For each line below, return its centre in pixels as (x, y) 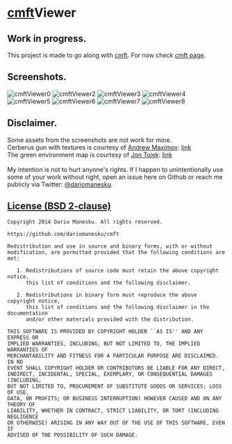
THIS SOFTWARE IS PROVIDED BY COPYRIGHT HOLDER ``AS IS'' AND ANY (105, 332)
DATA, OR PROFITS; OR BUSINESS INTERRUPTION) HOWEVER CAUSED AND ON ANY (115, 399)
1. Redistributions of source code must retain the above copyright (117, 271)
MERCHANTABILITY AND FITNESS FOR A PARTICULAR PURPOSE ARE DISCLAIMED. (113, 356)
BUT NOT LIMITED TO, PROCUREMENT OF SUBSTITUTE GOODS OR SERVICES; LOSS (115, 387)
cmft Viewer (42, 13)
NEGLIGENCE (23, 417)
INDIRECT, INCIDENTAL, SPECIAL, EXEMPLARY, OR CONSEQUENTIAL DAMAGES (110, 374)
